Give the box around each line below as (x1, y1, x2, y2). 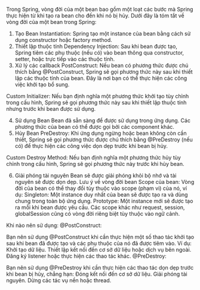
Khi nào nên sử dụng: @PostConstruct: (6, 222, 102, 229)
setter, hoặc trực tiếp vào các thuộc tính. (14, 56, 115, 62)
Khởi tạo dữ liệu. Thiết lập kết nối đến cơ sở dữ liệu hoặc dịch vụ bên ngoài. (6, 246, 192, 253)
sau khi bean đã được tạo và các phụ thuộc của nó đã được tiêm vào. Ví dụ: (6, 240, 192, 247)
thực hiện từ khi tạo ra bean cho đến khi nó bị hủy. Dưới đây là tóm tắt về (6, 12, 184, 19)
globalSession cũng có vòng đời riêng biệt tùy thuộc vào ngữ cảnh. (14, 210, 180, 217)
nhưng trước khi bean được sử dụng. (6, 105, 96, 112)
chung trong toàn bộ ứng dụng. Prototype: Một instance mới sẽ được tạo (14, 198, 193, 204)
